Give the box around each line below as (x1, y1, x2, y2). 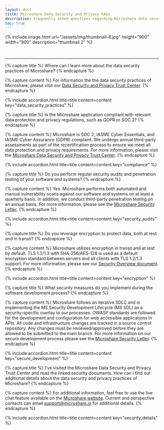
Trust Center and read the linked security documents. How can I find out (5, 370, 151, 376)
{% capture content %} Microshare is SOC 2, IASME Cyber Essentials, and (5, 132, 155, 137)
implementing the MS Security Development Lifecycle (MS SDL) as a (5, 305, 143, 311)
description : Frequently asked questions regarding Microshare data (5, 16, 147, 21)
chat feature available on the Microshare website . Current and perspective (5, 395, 155, 401)
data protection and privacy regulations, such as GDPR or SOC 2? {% (5, 117, 144, 123)
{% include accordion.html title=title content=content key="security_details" (5, 415, 158, 421)
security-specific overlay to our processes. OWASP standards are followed (5, 310, 156, 316)
